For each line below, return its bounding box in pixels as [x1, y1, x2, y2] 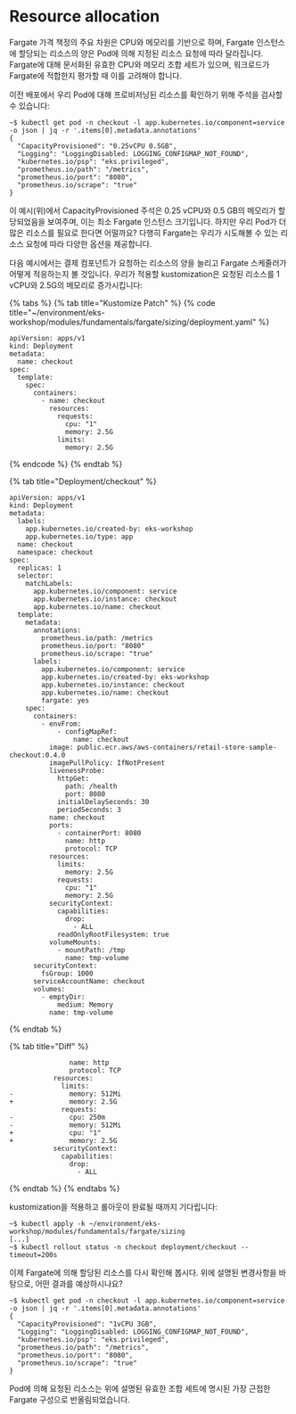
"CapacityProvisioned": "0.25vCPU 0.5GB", [17, 141, 177, 151]
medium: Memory [56, 1000, 114, 1009]
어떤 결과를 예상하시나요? [35, 1278, 123, 1289]
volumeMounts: [48, 938, 102, 947]
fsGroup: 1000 [41, 969, 94, 978]
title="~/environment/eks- [9, 307, 105, 317]
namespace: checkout [17, 547, 94, 556]
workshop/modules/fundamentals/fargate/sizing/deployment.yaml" [9, 317, 257, 327]
